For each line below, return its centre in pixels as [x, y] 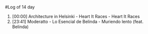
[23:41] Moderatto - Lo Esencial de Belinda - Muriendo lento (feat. [78, 22]
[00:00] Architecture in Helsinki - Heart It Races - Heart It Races [76, 16]
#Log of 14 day [20, 7]
